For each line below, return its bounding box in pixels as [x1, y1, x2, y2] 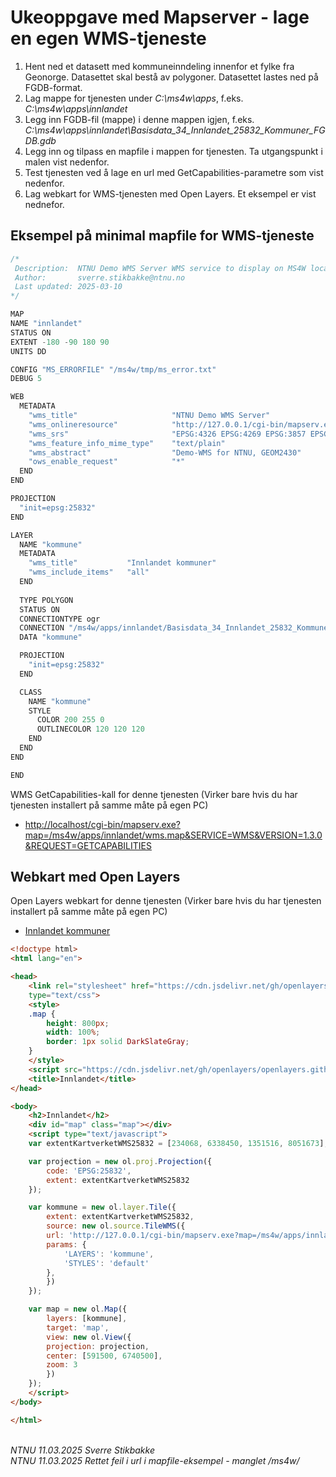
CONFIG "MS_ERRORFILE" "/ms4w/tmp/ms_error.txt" [10, 364, 217, 375]
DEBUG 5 [10, 374, 43, 384]
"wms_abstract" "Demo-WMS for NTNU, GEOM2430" [28, 447, 302, 458]
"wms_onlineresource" [28, 419, 118, 430]
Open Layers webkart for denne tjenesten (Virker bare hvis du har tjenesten [10, 895, 322, 907]
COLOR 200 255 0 [36, 715, 105, 725]
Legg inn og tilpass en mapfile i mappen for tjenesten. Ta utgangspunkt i [24, 145, 323, 157]
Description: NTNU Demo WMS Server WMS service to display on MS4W [14, 263, 307, 273]
